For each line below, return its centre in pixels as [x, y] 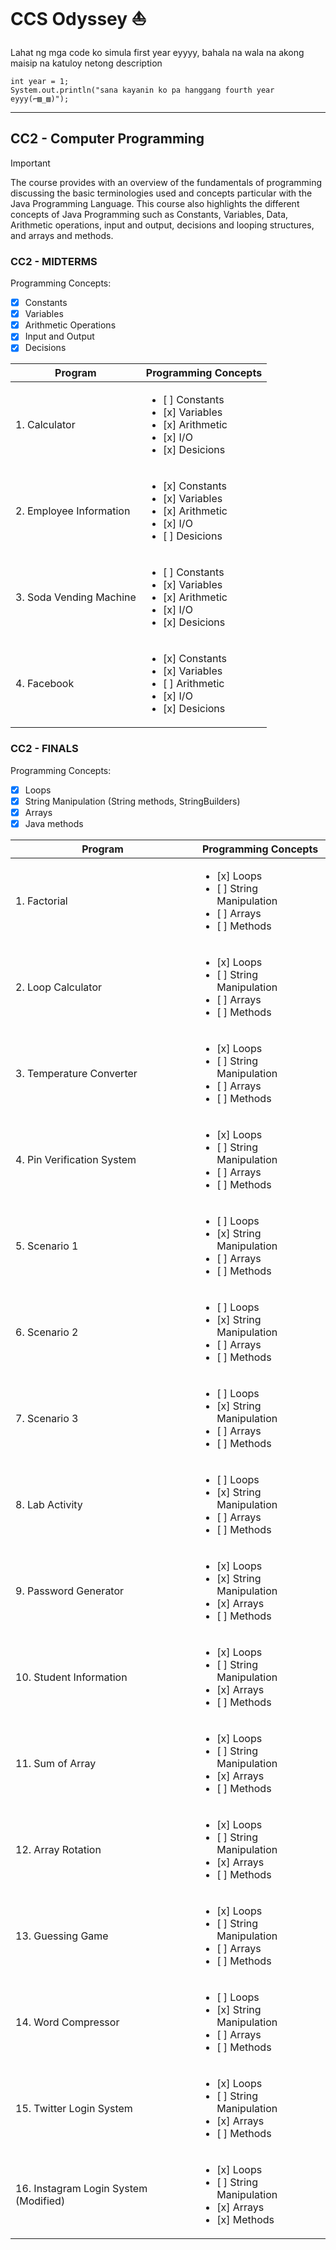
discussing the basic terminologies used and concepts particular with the [161, 193]
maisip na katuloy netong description [86, 63]
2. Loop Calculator [58, 987]
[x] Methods [245, 2219]
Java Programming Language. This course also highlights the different [155, 203]
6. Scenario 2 [47, 1332]
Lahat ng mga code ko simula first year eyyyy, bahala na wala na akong [157, 52]
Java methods [54, 823]
